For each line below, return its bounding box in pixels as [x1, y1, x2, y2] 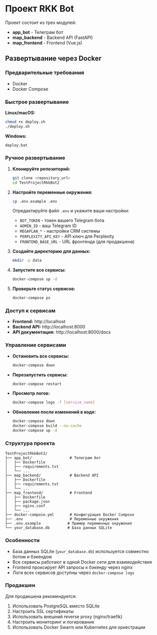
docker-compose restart [12, 381, 62, 386]
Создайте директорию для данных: [12, 248, 91, 255]
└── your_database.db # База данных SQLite [5, 525, 112, 531]
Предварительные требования [5, 69, 84, 76]
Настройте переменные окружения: [12, 189, 93, 195]
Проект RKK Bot [5, 3, 74, 14]
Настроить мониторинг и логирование [12, 619, 94, 625]
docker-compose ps [12, 296, 51, 301]
